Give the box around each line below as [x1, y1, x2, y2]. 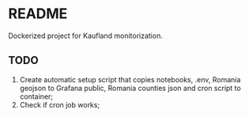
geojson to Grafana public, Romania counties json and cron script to [19, 83, 241, 92]
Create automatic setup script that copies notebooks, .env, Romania [19, 74, 241, 84]
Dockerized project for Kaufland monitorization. [8, 31, 164, 40]
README [8, 5, 68, 23]
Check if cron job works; [19, 100, 100, 109]
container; [19, 92, 54, 101]
